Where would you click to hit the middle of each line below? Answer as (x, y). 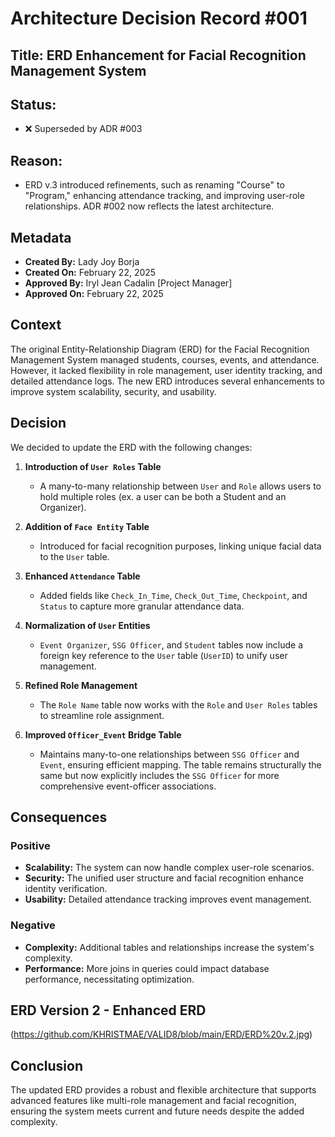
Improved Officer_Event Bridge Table (103, 734)
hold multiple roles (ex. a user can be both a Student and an (163, 496)
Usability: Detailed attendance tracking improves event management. (168, 899)
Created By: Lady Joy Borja (82, 262)
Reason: (36, 160)
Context (36, 325)
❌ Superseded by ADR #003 (83, 129)
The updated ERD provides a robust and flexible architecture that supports (163, 1090)
